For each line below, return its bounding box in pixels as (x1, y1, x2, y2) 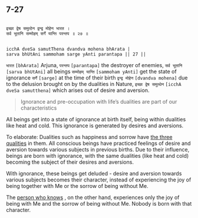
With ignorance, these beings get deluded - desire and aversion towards (6, 170, 182, 177)
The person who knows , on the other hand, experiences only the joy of (6, 194, 180, 201)
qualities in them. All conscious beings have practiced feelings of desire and (6, 140, 191, 147)
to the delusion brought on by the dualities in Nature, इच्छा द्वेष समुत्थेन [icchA (6, 80, 181, 87)
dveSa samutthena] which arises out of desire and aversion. (6, 87, 150, 94)
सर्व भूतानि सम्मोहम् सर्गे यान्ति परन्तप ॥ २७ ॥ (6, 31, 88, 37)
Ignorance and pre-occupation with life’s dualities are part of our (20, 98, 177, 105)
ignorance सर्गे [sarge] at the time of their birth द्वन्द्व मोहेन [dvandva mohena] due (6, 74, 188, 81)
